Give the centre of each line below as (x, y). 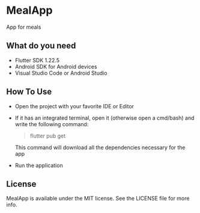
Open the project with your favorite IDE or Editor (74, 106)
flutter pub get (48, 136)
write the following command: (52, 124)
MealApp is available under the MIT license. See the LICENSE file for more (98, 199)
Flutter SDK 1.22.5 (37, 60)
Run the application (39, 165)
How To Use (29, 92)
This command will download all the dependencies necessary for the (100, 147)
